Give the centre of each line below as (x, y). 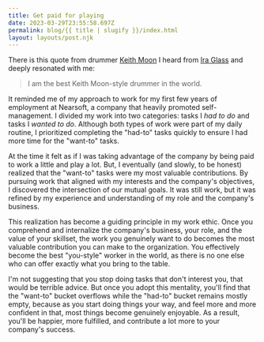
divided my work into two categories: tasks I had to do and (154, 116)
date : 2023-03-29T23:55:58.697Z (61, 23)
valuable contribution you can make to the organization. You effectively (124, 247)
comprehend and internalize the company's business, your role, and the (125, 231)
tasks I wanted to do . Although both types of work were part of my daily (125, 124)
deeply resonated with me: (52, 69)
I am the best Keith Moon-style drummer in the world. (115, 84)
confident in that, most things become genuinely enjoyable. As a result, (124, 313)
